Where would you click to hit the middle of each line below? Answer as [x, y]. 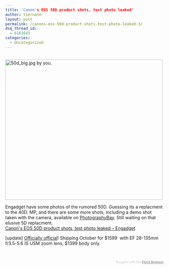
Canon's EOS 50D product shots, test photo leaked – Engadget [70, 228]
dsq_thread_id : [21, 29]
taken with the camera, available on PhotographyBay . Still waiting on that [80, 217]
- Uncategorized [27, 43]
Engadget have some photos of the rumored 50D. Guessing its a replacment [84, 207]
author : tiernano [23, 15]
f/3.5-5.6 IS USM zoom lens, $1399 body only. [53, 243]
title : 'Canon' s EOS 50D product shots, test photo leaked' [70, 10]
